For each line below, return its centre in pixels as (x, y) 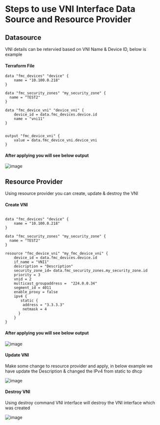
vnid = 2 (23, 279)
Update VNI (17, 355)
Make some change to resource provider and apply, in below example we (79, 366)
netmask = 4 (35, 309)
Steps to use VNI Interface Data (70, 9)
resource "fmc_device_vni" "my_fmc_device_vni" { (57, 254)
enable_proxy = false (36, 292)
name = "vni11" (29, 119)
